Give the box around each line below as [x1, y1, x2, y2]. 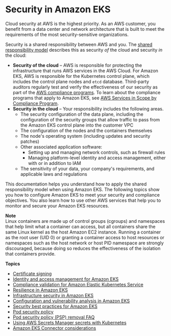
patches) [20, 138, 39, 144]
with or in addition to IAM [28, 160, 81, 166]
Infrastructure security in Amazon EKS [12, 292, 94, 298]
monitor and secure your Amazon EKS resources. [5, 202, 109, 208]
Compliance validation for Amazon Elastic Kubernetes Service [12, 281, 143, 287]
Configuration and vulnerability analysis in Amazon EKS [12, 298, 130, 304]
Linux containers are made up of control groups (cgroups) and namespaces [5, 218, 165, 224]
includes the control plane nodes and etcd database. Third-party [12, 78, 149, 85]
